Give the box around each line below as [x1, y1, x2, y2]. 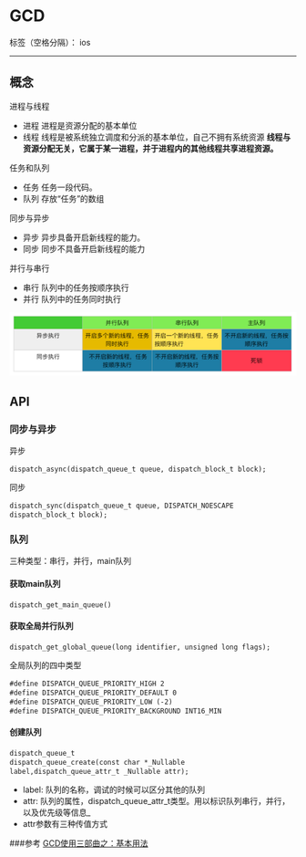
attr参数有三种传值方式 [22, 819, 108, 830]
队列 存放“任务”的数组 [22, 193, 105, 204]
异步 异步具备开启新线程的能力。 [22, 232, 146, 243]
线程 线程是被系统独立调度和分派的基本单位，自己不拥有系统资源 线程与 [22, 131, 291, 142]
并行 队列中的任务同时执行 [22, 293, 121, 304]
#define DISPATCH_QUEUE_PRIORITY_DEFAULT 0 [9, 688, 178, 697]
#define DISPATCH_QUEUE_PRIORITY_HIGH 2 [9, 679, 166, 688]
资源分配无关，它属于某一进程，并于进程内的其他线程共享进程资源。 [22, 142, 279, 153]
